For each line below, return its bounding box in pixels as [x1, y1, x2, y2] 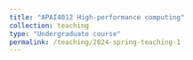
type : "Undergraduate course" [9, 29, 122, 38]
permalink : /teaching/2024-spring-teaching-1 [9, 37, 181, 47]
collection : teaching [9, 21, 90, 30]
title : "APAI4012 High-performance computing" [9, 12, 185, 22]
